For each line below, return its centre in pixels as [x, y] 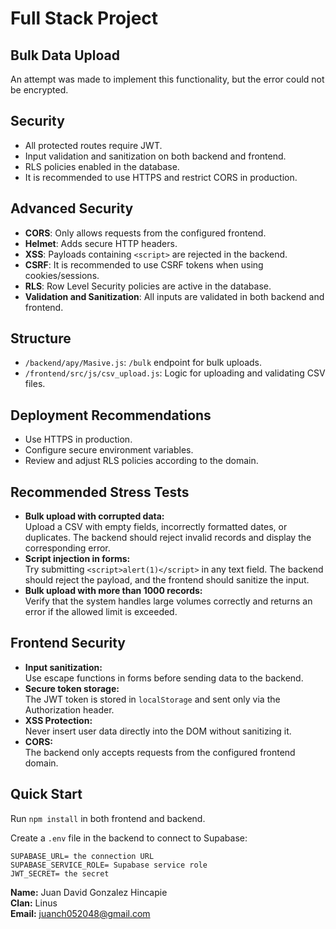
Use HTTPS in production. [78, 439]
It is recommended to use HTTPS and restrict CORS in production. [161, 177]
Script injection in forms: [77, 559]
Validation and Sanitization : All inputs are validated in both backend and [174, 296]
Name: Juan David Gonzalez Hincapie [89, 892]
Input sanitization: [63, 667]
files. [35, 384]
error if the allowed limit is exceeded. [101, 612]
